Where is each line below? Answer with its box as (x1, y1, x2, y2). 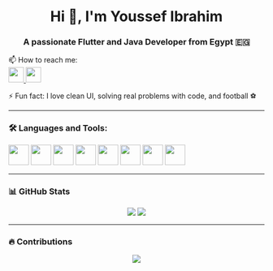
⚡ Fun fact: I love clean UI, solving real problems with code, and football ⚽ (8, 91, 257, 101)
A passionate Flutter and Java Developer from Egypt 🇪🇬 (23, 37, 250, 48)
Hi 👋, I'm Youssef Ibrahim (50, 7, 223, 26)
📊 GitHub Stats (8, 186, 71, 197)
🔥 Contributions (8, 236, 73, 247)
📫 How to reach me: (8, 55, 78, 65)
